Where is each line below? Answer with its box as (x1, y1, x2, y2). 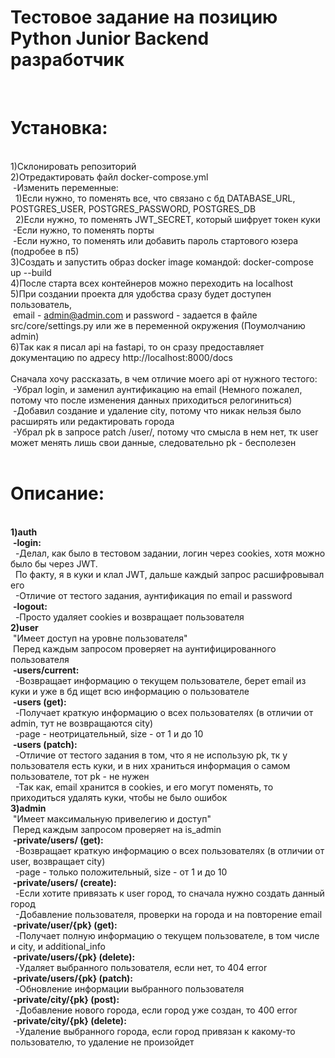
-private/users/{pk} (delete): (12, 951, 136, 963)
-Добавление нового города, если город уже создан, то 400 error (14, 1004, 298, 1016)
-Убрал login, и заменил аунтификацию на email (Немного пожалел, (12, 383, 303, 395)
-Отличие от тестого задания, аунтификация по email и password (14, 589, 293, 601)
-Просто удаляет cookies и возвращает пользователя (14, 611, 245, 623)
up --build (10, 266, 52, 278)
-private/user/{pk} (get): (12, 919, 118, 931)
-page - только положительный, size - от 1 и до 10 (14, 866, 228, 878)
